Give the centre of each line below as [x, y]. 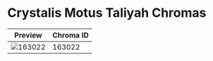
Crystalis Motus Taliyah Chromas [107, 13]
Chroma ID [71, 35]
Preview [28, 35]
